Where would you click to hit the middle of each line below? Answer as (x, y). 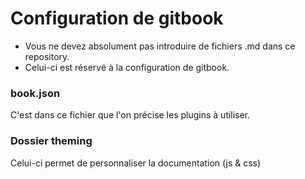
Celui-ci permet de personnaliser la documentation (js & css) (136, 163)
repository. (47, 56)
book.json (35, 93)
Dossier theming (51, 141)
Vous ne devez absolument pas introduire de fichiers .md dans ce (160, 46)
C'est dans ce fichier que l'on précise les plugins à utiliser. (130, 115)
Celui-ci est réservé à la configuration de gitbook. (127, 67)
